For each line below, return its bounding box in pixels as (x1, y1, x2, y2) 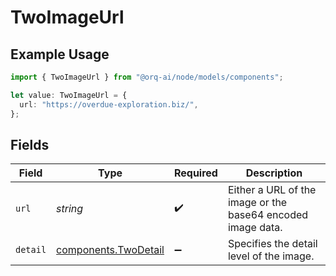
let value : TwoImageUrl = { (10, 90, 128, 100)
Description (245, 166, 303, 180)
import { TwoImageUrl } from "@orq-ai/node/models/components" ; (10, 72, 284, 82)
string (56, 202, 84, 216)
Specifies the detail (227, 237, 318, 251)
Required (173, 166, 218, 180)
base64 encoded (227, 208, 309, 222)
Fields (10, 136, 50, 153)
